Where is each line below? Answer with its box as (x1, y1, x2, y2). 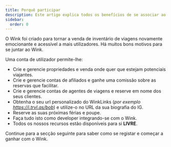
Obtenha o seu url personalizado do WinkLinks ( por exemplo (12, 99, 141, 105)
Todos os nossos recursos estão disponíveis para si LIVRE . (12, 120, 138, 127)
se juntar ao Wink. (5, 46, 44, 53)
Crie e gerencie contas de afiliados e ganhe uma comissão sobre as (12, 77, 156, 83)
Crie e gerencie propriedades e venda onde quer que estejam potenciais (12, 66, 166, 72)
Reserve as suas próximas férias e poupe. (12, 110, 101, 116)
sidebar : (5, 17, 24, 22)
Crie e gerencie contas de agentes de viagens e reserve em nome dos (12, 88, 161, 94)
